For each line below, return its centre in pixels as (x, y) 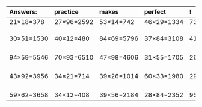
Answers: (23, 12)
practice (66, 12)
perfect (155, 12)
